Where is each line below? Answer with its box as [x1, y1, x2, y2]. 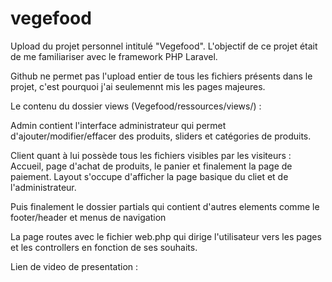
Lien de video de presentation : [10, 260, 139, 272]
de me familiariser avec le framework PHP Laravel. [10, 50, 218, 62]
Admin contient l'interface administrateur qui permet [10, 119, 227, 131]
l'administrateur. [10, 181, 77, 193]
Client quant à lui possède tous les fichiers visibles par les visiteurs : [10, 149, 292, 161]
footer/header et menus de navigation [10, 211, 167, 223]
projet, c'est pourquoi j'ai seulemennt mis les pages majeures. [10, 80, 266, 92]
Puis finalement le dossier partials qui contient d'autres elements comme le [10, 200, 320, 212]
